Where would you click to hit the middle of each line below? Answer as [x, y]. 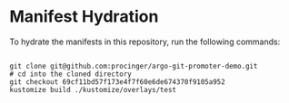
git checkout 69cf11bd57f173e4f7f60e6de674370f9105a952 [117, 82]
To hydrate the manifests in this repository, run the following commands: [145, 42]
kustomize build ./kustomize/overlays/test [93, 89]
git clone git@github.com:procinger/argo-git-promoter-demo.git [134, 66]
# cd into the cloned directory [70, 74]
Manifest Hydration [84, 17]
